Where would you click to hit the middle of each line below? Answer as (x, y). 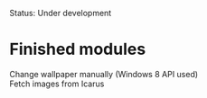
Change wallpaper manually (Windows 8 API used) (104, 74)
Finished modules (78, 49)
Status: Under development (61, 13)
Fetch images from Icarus (57, 84)
